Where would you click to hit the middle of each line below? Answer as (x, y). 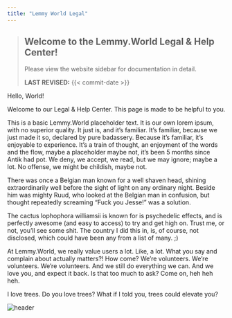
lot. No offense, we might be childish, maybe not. (77, 167)
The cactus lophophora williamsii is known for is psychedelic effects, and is (115, 216)
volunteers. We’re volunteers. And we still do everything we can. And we (110, 266)
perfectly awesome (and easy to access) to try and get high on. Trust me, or (116, 223)
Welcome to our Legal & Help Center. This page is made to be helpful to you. (116, 109)
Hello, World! (26, 96)
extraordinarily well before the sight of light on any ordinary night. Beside (111, 188)
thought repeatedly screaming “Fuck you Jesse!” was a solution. (99, 202)
